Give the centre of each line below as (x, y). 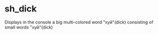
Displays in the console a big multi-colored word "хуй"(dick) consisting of (79, 22)
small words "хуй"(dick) (29, 27)
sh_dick (21, 9)
